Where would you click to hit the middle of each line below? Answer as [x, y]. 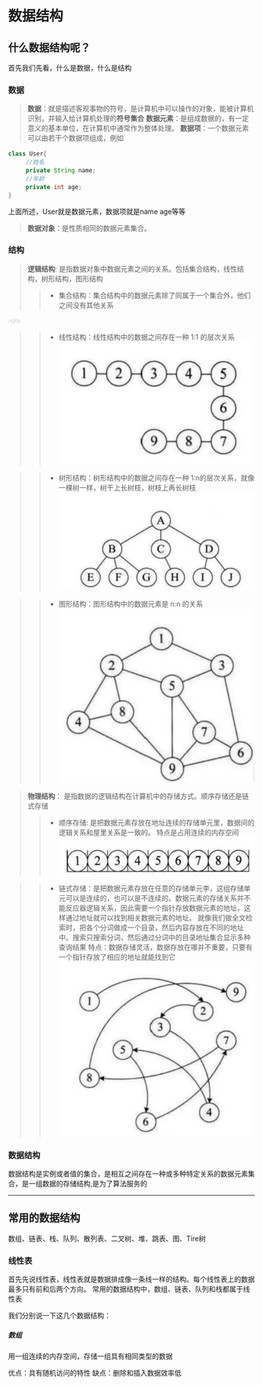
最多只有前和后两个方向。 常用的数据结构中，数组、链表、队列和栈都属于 [126, 1289]
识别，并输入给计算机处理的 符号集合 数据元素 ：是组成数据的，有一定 [138, 118]
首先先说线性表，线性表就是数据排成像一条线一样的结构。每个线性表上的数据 [131, 1279]
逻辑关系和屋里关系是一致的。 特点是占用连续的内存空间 [149, 832]
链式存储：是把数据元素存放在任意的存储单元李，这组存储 [151, 888]
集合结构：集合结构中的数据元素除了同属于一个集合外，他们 [155, 295]
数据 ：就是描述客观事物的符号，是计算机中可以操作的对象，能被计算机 [141, 109]
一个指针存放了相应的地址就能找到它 [117, 957]
